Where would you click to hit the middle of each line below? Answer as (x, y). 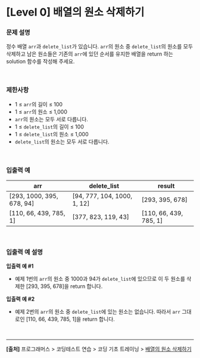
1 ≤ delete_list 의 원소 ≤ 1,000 (51, 134)
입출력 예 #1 (20, 266)
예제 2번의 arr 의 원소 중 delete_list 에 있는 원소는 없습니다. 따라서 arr (97, 312)
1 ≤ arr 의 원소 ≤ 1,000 (41, 112)
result (166, 186)
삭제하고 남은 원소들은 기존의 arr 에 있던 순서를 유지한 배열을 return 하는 (90, 54)
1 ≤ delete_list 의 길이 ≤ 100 (49, 127)
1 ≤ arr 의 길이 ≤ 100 (39, 104)
